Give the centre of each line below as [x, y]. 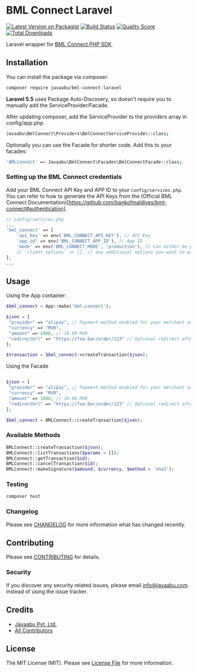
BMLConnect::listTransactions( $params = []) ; [62, 453]
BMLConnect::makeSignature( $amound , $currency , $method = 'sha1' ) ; [90, 469]
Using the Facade [27, 366]
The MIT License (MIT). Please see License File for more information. [89, 663]
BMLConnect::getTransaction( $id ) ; [48, 458]
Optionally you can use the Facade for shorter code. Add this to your [89, 145]
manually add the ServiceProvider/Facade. [57, 105]
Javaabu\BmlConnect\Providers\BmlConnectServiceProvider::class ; [87, 134]
